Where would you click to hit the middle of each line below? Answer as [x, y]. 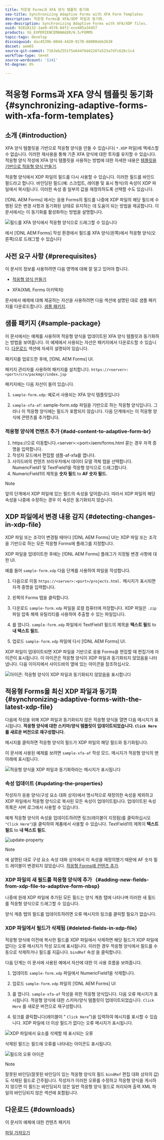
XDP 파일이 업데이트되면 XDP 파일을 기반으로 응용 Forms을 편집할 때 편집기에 [80, 651]
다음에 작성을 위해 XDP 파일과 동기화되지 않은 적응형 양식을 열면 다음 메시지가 [79, 719]
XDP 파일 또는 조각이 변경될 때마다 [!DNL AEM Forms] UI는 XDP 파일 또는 [76, 537]
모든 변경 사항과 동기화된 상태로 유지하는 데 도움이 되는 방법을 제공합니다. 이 [86, 206]
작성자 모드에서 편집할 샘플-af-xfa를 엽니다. [54, 455]
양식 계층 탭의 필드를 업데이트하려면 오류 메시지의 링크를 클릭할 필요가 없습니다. [81, 914]
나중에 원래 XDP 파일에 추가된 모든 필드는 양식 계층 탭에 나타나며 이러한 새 [76, 897]
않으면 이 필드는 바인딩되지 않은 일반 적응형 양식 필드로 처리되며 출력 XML [81, 1086]
